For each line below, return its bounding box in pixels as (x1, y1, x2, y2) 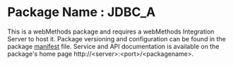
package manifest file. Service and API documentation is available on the (7, 42, 220, 50)
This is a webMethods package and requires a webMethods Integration (7, 27, 215, 36)
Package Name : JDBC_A (7, 4, 156, 20)
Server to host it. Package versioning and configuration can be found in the (7, 34, 226, 43)
